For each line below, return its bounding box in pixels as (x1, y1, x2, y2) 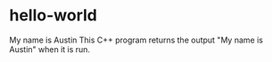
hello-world (9, 5, 98, 26)
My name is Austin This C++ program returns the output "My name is (9, 35, 263, 45)
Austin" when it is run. (9, 43, 91, 54)
